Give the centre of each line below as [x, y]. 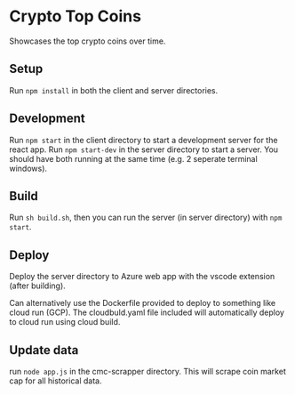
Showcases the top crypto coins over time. [88, 41]
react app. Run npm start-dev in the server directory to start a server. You [144, 149]
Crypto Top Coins [76, 16]
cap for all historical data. [56, 381]
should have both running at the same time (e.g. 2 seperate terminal [133, 158]
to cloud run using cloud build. [65, 322]
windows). [28, 168]
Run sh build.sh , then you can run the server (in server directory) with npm [146, 218]
